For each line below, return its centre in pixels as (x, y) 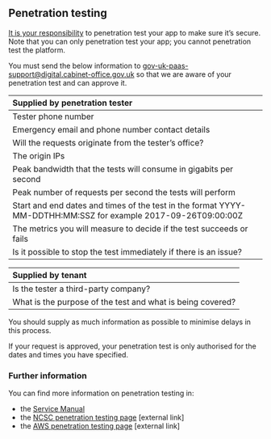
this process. (30, 330)
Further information (48, 375)
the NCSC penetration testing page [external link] (102, 418)
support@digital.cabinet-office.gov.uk (71, 74)
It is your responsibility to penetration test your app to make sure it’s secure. (134, 32)
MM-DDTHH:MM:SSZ (54, 215)
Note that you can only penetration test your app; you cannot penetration (130, 41)
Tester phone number (53, 116)
